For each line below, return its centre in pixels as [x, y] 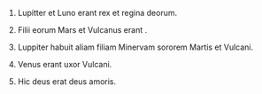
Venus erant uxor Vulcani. [65, 64]
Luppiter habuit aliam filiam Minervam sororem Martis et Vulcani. [135, 47]
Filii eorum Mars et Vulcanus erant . [82, 30]
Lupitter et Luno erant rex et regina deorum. [97, 13]
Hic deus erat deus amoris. [67, 82]
